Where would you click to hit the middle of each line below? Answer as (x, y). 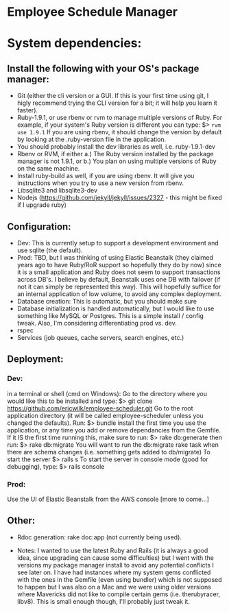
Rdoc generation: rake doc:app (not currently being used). (99, 537)
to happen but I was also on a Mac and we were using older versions (114, 587)
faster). (27, 110)
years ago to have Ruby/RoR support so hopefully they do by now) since (119, 265)
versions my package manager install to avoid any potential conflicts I (115, 565)
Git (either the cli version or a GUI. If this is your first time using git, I (113, 96)
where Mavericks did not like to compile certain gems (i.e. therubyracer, (119, 594)
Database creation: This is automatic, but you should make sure (107, 301)
